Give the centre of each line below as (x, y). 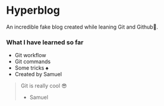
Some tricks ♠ (31, 68)
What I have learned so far (45, 42)
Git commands (33, 62)
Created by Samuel (38, 74)
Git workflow (30, 55)
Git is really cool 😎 (44, 86)
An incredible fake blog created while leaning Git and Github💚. (82, 27)
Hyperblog (33, 10)
